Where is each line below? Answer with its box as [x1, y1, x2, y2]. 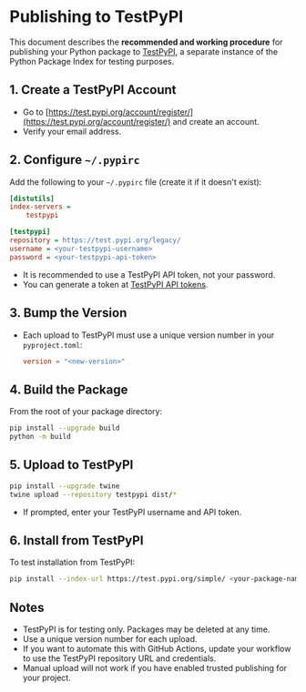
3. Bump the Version [9, 305, 127, 321]
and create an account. [172, 116, 260, 127]
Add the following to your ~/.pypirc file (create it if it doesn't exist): [9, 176, 262, 188]
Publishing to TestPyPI [9, 6, 184, 27]
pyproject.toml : [22, 339, 84, 350]
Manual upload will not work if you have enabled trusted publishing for [22, 663, 288, 673]
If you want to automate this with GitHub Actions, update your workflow [22, 644, 291, 654]
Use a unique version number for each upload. [22, 634, 198, 644]
